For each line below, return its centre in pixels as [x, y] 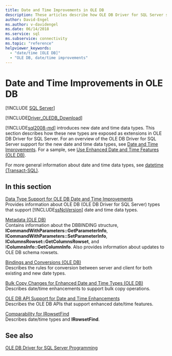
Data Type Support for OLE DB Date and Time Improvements [69, 199]
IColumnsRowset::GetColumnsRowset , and [52, 242]
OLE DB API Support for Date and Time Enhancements [63, 299]
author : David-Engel [27, 19]
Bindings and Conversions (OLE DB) [43, 262]
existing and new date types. [36, 273]
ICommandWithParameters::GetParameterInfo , [57, 231]
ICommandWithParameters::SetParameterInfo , [56, 236]
